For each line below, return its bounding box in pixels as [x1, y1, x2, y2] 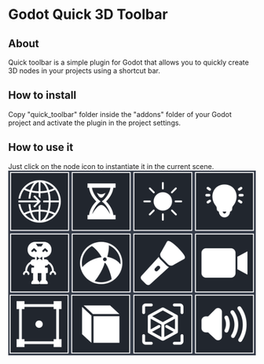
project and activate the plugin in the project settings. [8, 118, 181, 127]
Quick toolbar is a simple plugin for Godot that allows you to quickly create [8, 57, 249, 67]
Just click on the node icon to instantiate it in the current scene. [8, 161, 214, 171]
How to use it [8, 141, 74, 154]
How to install [8, 89, 77, 102]
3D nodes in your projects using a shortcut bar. [8, 66, 161, 75]
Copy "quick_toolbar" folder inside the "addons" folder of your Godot [8, 109, 232, 119]
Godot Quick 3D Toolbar [8, 6, 168, 24]
